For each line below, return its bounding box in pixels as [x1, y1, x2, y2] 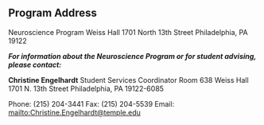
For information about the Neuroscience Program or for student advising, [8, 51, 257, 61]
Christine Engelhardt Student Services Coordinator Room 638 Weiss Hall [8, 75, 249, 84]
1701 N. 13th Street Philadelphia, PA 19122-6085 [8, 84, 165, 93]
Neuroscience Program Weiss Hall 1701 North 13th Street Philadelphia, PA [8, 27, 248, 37]
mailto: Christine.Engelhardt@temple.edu [8, 107, 142, 117]
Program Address [8, 6, 98, 20]
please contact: [8, 60, 62, 69]
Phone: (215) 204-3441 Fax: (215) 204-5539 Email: [8, 99, 175, 108]
